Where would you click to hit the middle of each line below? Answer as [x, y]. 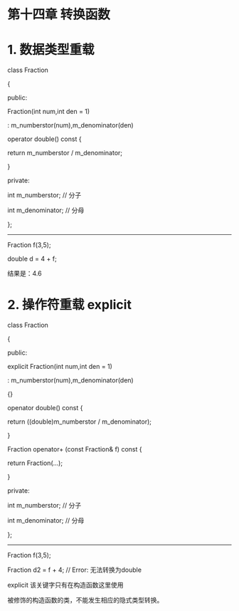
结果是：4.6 [25, 273]
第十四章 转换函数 [59, 15]
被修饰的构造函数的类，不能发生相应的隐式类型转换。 [85, 600]
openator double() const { [45, 408]
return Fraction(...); [35, 463]
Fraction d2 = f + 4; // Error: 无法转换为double [75, 570]
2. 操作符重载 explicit [69, 305]
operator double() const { [44, 139]
